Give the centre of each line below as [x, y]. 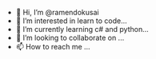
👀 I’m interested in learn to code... [72, 21]
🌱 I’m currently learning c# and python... [82, 29]
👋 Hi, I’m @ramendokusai [57, 12]
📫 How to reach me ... [53, 47]
